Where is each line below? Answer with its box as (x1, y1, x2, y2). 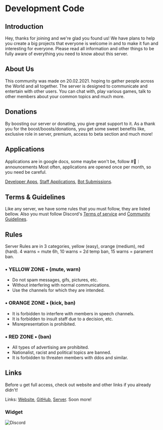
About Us (5, 65, 34, 73)
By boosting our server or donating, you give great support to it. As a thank (5, 121, 156, 126)
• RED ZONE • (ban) (5, 333, 52, 340)
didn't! (5, 387, 18, 393)
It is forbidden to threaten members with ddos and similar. (12, 354, 128, 360)
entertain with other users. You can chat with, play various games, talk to (5, 88, 151, 94)
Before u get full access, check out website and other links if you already (5, 382, 151, 388)
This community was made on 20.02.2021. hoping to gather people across (5, 78, 154, 83)
